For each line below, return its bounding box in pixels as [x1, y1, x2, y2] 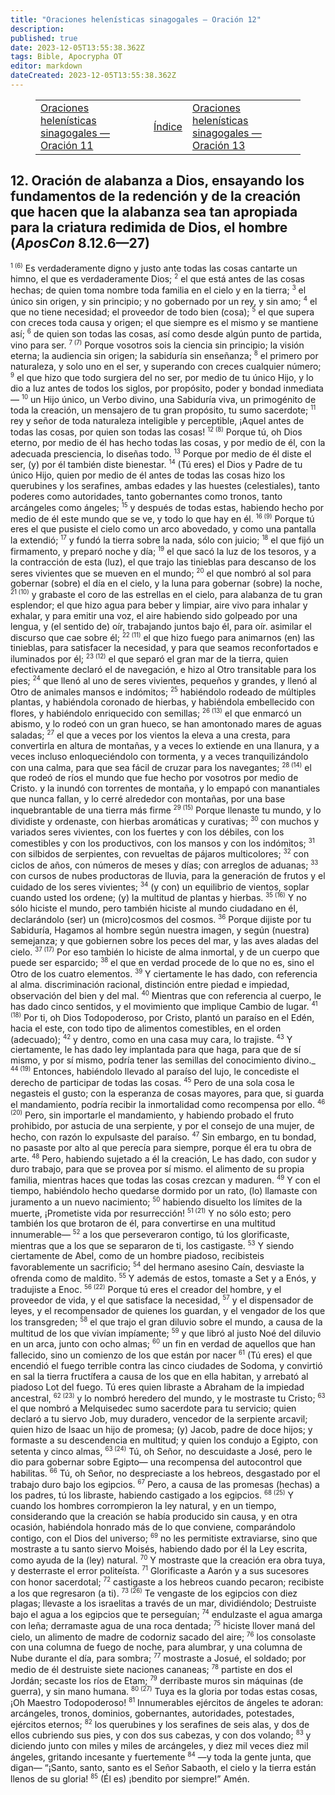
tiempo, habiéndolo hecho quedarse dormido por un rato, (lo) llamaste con [10, 1184, 318, 1196]
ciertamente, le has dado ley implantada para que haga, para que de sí [10, 1044, 302, 1056]
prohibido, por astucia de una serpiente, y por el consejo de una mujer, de [10, 1119, 315, 1131]
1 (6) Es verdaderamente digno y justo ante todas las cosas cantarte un [10, 261, 298, 274]
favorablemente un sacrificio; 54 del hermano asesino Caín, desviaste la [10, 1261, 305, 1273]
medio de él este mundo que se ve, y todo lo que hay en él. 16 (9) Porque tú [10, 512, 315, 525]
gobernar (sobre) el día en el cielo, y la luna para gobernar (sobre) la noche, [10, 577, 323, 590]
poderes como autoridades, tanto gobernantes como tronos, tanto [10, 490, 283, 502]
